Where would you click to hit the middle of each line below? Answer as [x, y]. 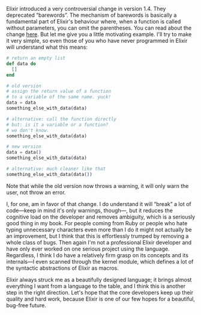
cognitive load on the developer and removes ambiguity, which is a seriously [101, 217]
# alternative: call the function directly [61, 119]
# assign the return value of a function [59, 92]
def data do [21, 64]
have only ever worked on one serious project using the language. [88, 249]
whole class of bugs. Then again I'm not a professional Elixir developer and [99, 242]
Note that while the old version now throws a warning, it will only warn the [97, 186]
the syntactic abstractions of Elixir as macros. [62, 268]
